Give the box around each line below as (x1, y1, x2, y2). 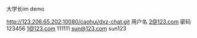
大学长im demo (6, 5, 45, 12)
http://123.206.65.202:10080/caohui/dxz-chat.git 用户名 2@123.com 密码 (6, 18, 191, 25)
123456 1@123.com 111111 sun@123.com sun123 (6, 25, 127, 32)
